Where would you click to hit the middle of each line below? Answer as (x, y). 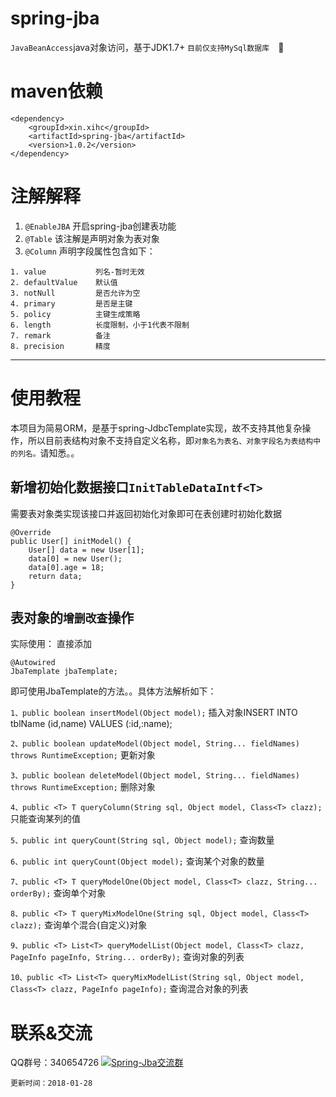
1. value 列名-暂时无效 (77, 272)
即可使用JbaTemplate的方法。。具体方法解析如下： (113, 691)
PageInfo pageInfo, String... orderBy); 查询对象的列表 (127, 957)
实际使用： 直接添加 (51, 644)
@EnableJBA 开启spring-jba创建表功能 (100, 226)
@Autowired (33, 663)
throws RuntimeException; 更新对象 (83, 755)
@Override (31, 532)
